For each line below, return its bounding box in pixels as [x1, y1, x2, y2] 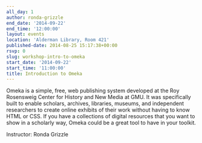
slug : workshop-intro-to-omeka [6, 54, 85, 60]
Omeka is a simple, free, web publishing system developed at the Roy [6, 87, 180, 94]
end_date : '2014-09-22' [6, 20, 67, 26]
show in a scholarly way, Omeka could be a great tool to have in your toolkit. [6, 119, 197, 127]
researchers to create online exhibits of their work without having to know [6, 106, 191, 113]
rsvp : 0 [6, 48, 26, 54]
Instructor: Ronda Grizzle [6, 131, 68, 138]
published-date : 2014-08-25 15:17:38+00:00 [6, 43, 118, 49]
